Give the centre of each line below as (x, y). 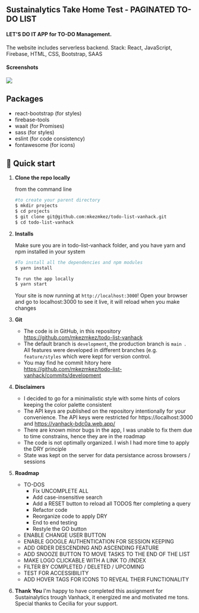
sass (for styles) (34, 132)
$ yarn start (31, 284)
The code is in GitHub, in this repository (72, 331)
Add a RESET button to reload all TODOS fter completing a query (112, 504)
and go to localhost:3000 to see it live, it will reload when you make (97, 302)
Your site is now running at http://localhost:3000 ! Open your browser (101, 296)
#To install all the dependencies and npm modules (79, 262)
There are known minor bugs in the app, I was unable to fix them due (108, 430)
